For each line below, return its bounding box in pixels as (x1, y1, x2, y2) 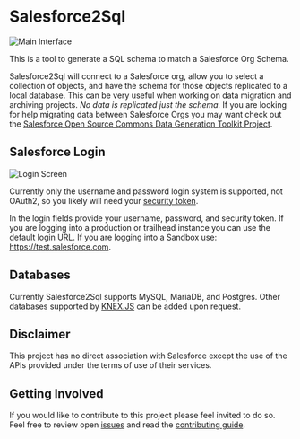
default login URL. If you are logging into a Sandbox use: (9, 232, 218, 242)
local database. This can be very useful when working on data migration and (9, 90, 292, 101)
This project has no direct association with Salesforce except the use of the (9, 350, 288, 361)
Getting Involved (9, 386, 104, 401)
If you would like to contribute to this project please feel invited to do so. (9, 410, 276, 421)
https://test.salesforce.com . (9, 241, 112, 252)
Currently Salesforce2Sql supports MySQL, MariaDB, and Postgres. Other (9, 291, 280, 302)
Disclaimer (9, 326, 71, 342)
